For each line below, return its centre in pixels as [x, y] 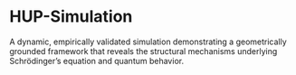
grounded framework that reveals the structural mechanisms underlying [143, 51]
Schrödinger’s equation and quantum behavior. [96, 61]
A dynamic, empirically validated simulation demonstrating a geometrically [148, 42]
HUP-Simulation [71, 17]
